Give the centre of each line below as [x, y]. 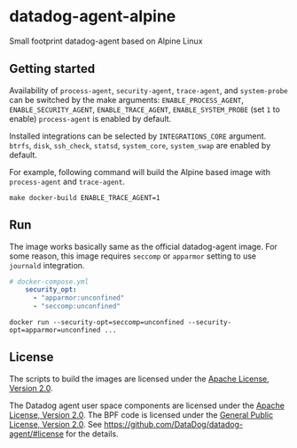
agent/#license [37, 434]
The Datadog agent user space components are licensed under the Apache [147, 405]
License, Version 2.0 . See [55, 424]
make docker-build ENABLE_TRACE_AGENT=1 [85, 197]
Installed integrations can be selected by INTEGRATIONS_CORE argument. [138, 136]
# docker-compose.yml [49, 282]
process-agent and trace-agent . [67, 181]
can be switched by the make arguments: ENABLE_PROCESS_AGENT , [126, 100]
